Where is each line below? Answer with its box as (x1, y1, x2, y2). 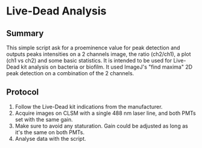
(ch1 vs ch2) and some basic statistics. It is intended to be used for (6, 57, 172, 64)
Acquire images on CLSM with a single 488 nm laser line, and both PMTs (14, 109, 196, 117)
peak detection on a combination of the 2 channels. (6, 70, 134, 76)
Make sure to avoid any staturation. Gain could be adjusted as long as (14, 122, 188, 129)
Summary (6, 28, 44, 39)
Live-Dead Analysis (6, 4, 107, 18)
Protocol (6, 87, 39, 97)
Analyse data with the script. (14, 135, 86, 142)
